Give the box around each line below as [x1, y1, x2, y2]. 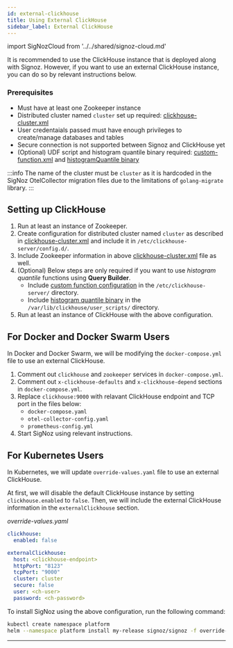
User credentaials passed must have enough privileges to [17, 126, 182, 134]
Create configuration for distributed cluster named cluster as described [17, 229, 224, 238]
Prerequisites [7, 88, 53, 97]
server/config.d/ [17, 245, 68, 252]
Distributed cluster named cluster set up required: [17, 111, 162, 119]
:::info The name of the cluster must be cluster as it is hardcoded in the [7, 168, 212, 177]
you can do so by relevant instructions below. [7, 70, 137, 79]
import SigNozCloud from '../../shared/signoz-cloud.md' [7, 42, 166, 51]
